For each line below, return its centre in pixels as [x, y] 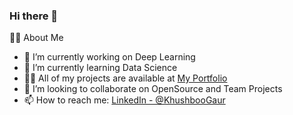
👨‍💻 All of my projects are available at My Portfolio [125, 78]
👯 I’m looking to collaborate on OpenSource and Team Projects [153, 89]
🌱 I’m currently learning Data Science [100, 68]
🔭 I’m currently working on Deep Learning [109, 57]
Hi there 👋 [34, 16]
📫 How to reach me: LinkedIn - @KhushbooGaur [124, 100]
